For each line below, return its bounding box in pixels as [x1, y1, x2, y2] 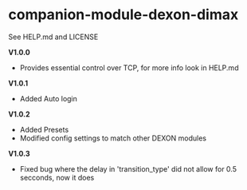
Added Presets [19, 125, 69, 134]
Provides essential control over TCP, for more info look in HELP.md [19, 62, 239, 73]
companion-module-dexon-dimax [8, 6, 239, 24]
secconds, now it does [19, 172, 95, 182]
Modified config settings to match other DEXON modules [19, 133, 207, 143]
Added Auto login [19, 93, 78, 103]
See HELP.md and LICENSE [8, 32, 99, 42]
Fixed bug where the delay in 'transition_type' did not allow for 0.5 [19, 164, 237, 173]
